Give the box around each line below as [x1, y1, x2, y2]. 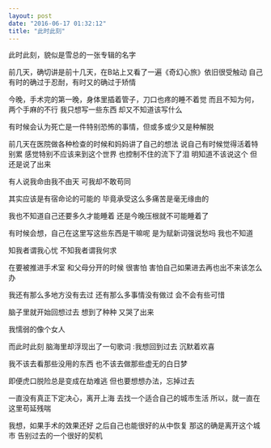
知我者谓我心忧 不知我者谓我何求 [8, 245, 117, 255]
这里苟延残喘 [8, 403, 51, 413]
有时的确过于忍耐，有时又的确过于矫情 [8, 78, 136, 87]
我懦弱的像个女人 [8, 325, 66, 335]
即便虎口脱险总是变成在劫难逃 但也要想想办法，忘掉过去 [8, 376, 195, 386]
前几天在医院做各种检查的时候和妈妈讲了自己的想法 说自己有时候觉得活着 [8, 139, 252, 149]
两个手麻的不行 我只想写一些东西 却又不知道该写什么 [8, 105, 183, 114]
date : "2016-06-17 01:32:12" [8, 19, 107, 28]
